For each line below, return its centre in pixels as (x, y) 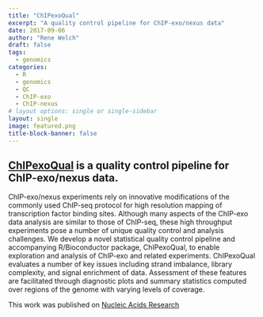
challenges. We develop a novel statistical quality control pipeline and (122, 239)
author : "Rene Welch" (44, 38)
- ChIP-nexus (37, 104)
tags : (17, 52)
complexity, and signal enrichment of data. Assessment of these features (128, 273)
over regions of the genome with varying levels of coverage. (107, 289)
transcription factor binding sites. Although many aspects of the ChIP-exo (128, 214)
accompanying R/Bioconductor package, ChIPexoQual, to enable (114, 247)
